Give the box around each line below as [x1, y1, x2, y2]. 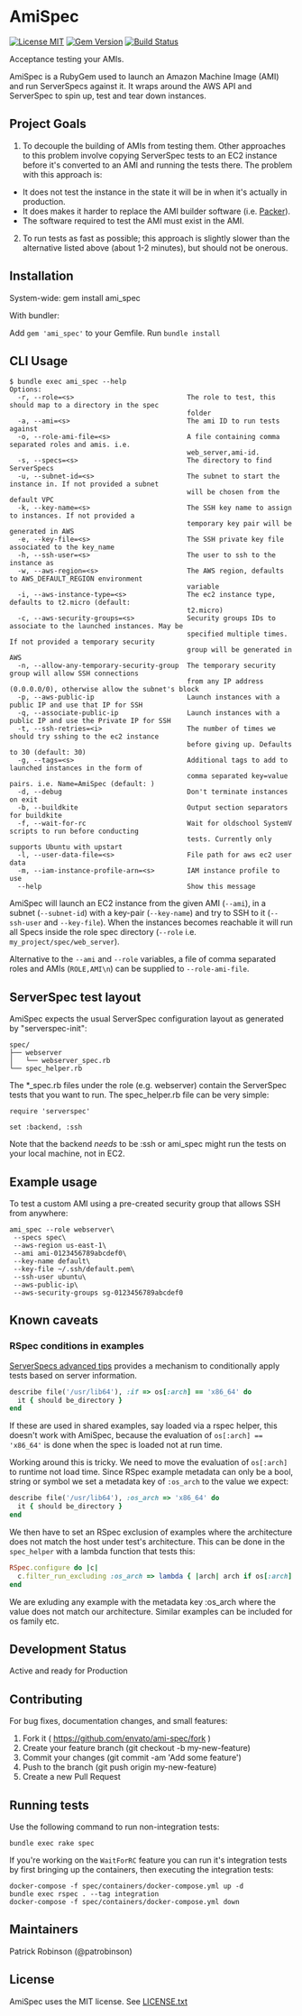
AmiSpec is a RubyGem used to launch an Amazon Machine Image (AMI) [9, 70, 279, 82]
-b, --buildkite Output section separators [17, 803, 288, 812]
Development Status [9, 1641, 127, 1656]
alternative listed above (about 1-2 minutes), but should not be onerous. [22, 242, 288, 253]
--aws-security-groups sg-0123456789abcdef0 [13, 1288, 183, 1297]
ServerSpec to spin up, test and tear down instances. [9, 90, 207, 101]
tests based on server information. [9, 1370, 138, 1380]
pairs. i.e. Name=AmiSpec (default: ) [9, 780, 155, 789]
